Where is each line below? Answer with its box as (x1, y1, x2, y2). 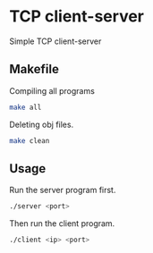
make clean (9, 136, 50, 145)
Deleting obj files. (9, 119, 74, 130)
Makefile (9, 62, 60, 77)
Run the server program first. (9, 185, 116, 196)
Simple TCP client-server (9, 36, 102, 46)
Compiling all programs (9, 85, 96, 96)
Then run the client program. (9, 218, 115, 229)
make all (9, 103, 42, 112)
